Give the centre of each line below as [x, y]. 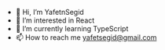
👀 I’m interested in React [55, 20]
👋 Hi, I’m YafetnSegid [49, 12]
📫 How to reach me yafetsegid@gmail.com [86, 37]
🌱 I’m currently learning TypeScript [72, 29]
